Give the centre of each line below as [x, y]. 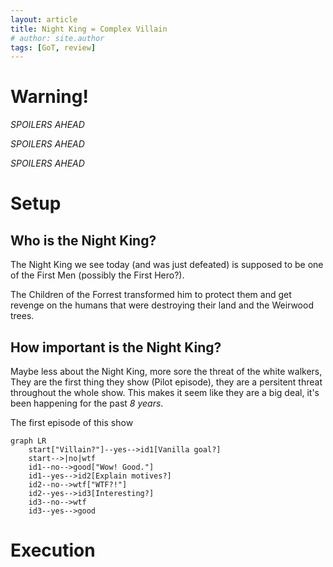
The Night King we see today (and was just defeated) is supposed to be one [167, 265]
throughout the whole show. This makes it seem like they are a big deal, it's [165, 392]
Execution [53, 550]
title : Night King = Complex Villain [89, 29]
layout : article [44, 19]
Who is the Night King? [83, 240]
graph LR [28, 441]
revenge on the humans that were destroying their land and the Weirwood [162, 305]
